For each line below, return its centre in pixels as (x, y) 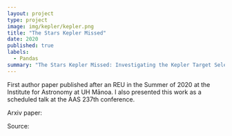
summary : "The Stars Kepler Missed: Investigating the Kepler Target (109, 65)
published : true (30, 46)
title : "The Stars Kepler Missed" (57, 33)
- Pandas (26, 59)
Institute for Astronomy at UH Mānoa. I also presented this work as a (104, 92)
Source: (18, 126)
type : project (28, 20)
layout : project (30, 13)
